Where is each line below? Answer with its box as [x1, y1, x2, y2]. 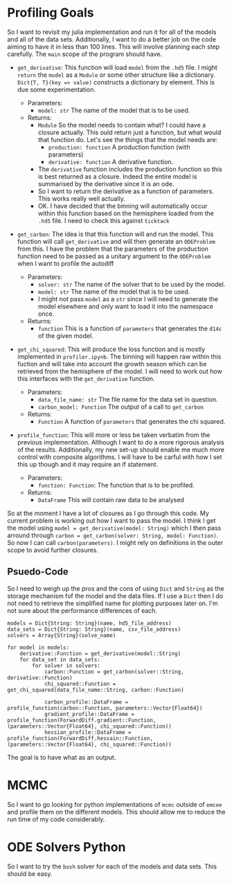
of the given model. [37, 331, 93, 340]
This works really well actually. [37, 194, 126, 202]
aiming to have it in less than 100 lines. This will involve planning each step [7, 42, 220, 51]
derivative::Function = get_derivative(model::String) [19, 650, 181, 657]
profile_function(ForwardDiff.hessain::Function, [7, 735, 154, 742]
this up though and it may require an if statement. [17, 460, 158, 468]
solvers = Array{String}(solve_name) [7, 632, 116, 638]
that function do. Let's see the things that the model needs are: [37, 135, 218, 143]
